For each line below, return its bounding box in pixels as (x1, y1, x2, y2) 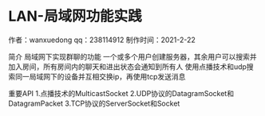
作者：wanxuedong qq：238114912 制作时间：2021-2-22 (8, 35, 196, 44)
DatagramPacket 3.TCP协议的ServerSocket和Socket (8, 99, 180, 108)
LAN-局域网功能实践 (8, 7, 142, 25)
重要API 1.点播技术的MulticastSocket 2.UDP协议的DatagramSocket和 (8, 88, 234, 98)
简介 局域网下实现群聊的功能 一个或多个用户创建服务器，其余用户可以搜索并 (8, 52, 257, 61)
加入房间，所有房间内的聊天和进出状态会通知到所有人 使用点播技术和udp (8, 61, 247, 72)
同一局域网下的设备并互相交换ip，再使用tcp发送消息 (14, 72, 186, 81)
